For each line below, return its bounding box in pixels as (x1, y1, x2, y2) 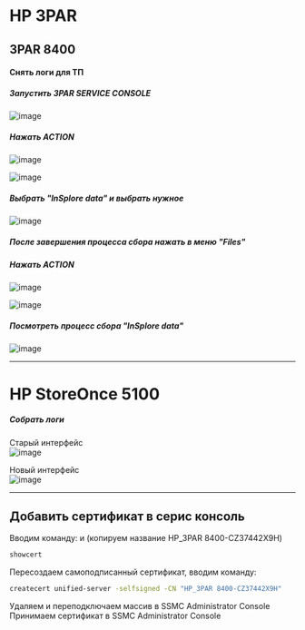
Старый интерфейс (9, 437, 84, 448)
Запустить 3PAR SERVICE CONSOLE (9, 87, 152, 98)
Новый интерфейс (9, 464, 80, 475)
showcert (9, 550, 43, 559)
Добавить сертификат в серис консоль (9, 508, 245, 524)
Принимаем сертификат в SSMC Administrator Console (9, 610, 221, 622)
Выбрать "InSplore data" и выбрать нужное (9, 192, 184, 203)
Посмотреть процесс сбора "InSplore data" (9, 320, 184, 331)
